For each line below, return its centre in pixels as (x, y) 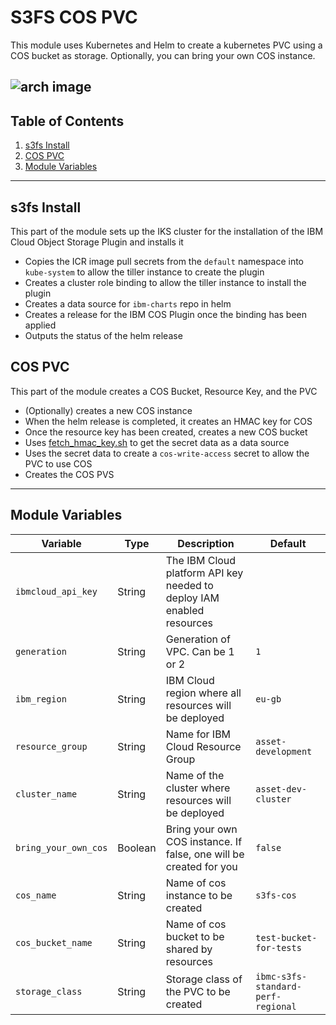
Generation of (198, 639)
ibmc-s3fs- (281, 976)
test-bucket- (286, 937)
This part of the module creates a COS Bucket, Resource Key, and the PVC (164, 391)
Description (206, 543)
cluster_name (46, 794)
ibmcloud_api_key (56, 591)
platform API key (204, 573)
